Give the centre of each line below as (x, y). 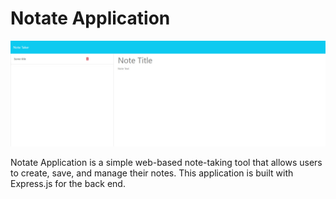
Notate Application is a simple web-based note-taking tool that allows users (166, 163)
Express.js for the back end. (68, 184)
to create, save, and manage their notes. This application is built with (152, 173)
